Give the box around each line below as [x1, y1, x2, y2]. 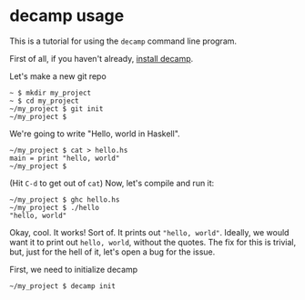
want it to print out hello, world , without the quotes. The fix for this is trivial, [9, 236, 297, 247]
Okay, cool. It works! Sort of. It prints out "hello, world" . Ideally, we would [9, 226, 290, 237]
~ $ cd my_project [9, 96, 79, 105]
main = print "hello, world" [9, 154, 120, 163]
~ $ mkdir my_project [9, 88, 92, 97]
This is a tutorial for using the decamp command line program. [9, 35, 238, 46]
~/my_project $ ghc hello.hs [9, 195, 120, 205]
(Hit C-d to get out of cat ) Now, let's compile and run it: [9, 177, 215, 188]
